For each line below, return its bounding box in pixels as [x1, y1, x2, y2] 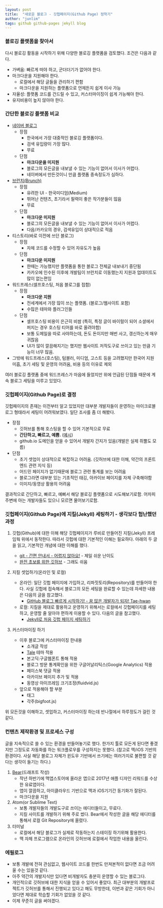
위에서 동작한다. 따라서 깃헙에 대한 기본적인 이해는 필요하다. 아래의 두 [21, 536, 152, 542]
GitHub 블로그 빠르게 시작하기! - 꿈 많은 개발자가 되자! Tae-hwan [26, 598, 151, 604]
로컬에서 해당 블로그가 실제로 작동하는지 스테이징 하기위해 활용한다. [19, 829, 147, 835]
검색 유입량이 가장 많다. [26, 140, 72, 147]
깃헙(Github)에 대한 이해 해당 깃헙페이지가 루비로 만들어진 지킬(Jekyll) [12, 530, 146, 536]
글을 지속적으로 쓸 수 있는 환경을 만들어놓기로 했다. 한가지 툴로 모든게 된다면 [5, 740, 149, 746]
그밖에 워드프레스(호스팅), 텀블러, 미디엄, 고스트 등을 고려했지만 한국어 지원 [12, 355, 154, 361]
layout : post [5, 7, 32, 12]
